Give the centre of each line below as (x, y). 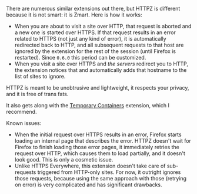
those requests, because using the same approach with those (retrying (101, 178)
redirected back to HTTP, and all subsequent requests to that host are (99, 45)
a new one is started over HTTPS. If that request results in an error (95, 32)
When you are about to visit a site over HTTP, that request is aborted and (103, 26)
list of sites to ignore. (40, 76)
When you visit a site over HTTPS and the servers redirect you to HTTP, (101, 64)
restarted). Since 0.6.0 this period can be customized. (80, 57)
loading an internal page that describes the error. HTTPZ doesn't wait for (103, 141)
